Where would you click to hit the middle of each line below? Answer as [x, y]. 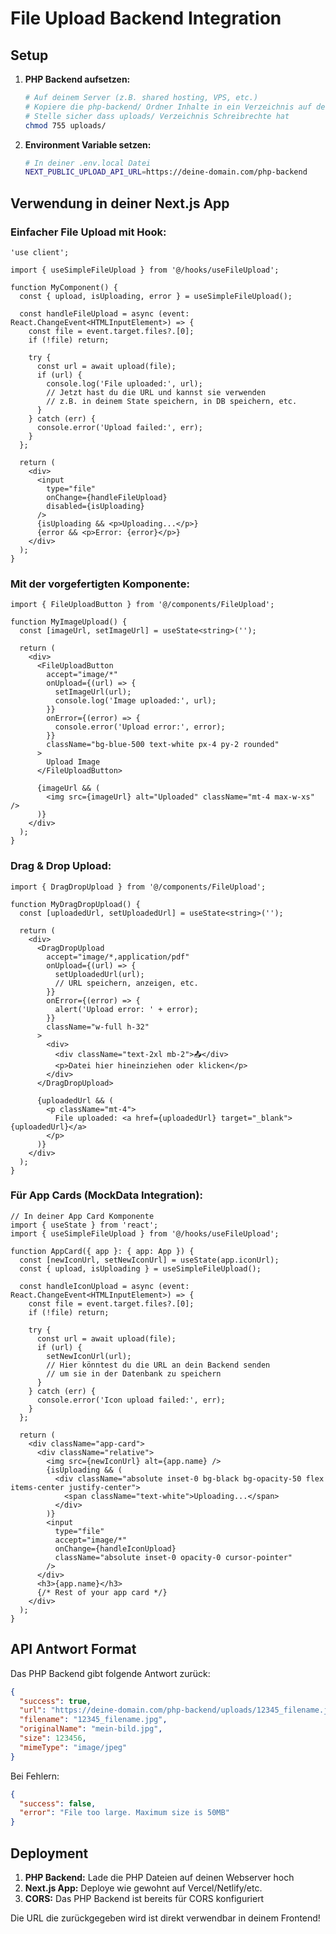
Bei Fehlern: [35, 1776]
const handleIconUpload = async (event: [104, 1286]
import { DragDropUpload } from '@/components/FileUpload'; [138, 887]
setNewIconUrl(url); [89, 1356]
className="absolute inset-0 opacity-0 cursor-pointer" [173, 1557]
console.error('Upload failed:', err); [119, 427]
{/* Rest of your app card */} [102, 1592]
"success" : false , [58, 1803]
